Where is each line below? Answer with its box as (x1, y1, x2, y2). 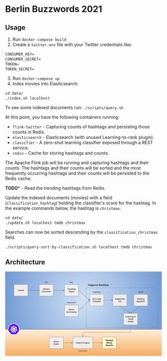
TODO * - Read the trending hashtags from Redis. (5, 185, 106, 191)
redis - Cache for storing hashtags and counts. (12, 150, 109, 156)
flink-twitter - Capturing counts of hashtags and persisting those (12, 124, 150, 129)
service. (12, 145, 29, 151)
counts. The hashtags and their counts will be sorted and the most (5, 165, 141, 171)
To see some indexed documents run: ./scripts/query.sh (5, 105, 124, 110)
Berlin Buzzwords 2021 (5, 3, 102, 15)
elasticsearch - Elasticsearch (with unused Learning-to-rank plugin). (12, 134, 155, 140)
